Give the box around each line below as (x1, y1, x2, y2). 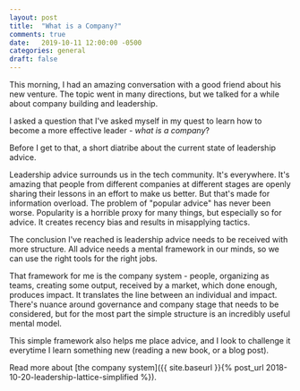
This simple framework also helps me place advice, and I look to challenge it (9, 336, 291, 345)
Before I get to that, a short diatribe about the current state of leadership (9, 142, 276, 153)
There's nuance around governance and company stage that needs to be (9, 299, 279, 310)
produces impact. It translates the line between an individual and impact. (9, 290, 278, 300)
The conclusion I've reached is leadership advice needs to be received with (9, 234, 288, 244)
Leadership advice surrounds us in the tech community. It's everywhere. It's (9, 169, 290, 180)
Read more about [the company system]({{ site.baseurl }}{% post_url (9, 362, 264, 372)
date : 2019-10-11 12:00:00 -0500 (9, 38, 142, 47)
